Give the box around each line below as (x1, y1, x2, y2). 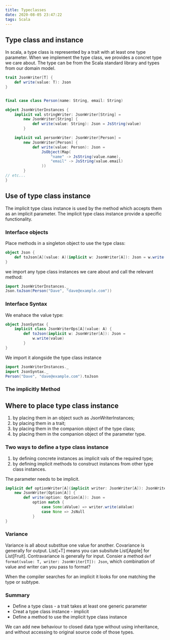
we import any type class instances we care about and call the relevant (5, 268, 153, 274)
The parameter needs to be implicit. (5, 476, 80, 482)
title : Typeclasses (5, 7, 47, 13)
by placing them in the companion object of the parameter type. (12, 431, 146, 437)
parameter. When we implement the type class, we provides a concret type (5, 54, 162, 61)
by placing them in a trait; (12, 420, 66, 426)
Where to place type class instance (5, 401, 119, 410)
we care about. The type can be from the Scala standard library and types (5, 60, 160, 66)
